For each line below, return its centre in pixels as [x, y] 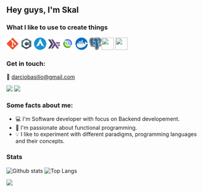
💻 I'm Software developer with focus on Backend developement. [97, 119]
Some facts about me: [40, 105]
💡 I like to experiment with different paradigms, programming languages [106, 135]
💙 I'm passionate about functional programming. [76, 128]
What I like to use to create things [57, 28]
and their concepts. [40, 141]
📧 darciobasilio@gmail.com [41, 76]
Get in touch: [26, 64]
